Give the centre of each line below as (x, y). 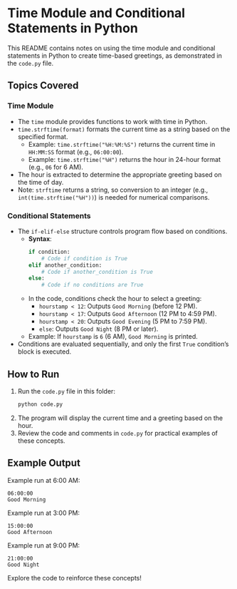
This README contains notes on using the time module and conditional (111, 48)
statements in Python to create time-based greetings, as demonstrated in (115, 56)
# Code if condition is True (85, 258)
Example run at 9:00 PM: (44, 545)
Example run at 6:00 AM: (44, 480)
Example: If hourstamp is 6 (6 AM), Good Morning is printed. (113, 337)
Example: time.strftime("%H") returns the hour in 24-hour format (125, 159)
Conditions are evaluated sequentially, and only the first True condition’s (123, 344)
